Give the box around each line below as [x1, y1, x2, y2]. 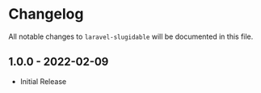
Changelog [8, 5, 84, 23]
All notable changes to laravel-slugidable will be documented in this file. [8, 32, 254, 41]
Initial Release [19, 76, 67, 86]
